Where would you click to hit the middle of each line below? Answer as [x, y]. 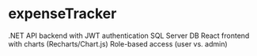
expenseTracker [62, 14]
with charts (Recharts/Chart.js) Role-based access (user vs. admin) [118, 43]
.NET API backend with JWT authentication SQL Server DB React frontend [129, 35]
